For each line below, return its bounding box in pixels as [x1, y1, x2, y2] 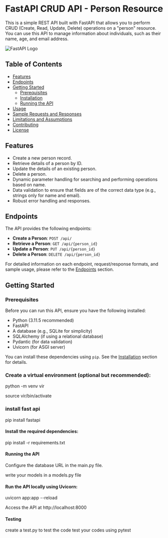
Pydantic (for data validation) [12, 339, 73, 345]
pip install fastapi [5, 417, 41, 423]
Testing [5, 516, 22, 522]
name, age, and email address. [5, 36, 69, 42]
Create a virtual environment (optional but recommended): [5, 371, 151, 378]
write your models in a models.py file [5, 472, 82, 478]
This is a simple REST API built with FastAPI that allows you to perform [5, 20, 150, 26]
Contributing [12, 121, 39, 127]
